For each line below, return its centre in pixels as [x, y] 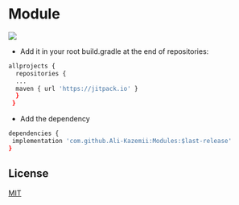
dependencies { [34, 133]
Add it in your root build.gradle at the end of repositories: [114, 51]
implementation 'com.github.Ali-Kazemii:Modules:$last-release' [122, 141]
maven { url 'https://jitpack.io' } [77, 88]
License [29, 174]
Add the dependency [55, 119]
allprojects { [32, 66]
